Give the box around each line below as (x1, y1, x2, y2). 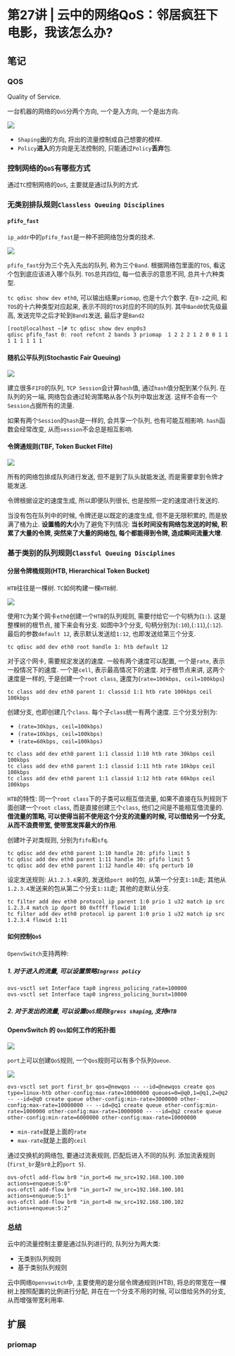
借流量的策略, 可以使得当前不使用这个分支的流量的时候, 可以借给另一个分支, (7, 811, 226, 820)
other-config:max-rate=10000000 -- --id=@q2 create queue (48, 1108, 222, 1115)
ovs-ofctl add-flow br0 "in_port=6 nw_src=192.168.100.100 (7, 1174, 184, 1181)
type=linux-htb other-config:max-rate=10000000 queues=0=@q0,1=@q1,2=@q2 (7, 1089, 229, 1096)
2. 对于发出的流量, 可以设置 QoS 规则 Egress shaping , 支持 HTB (7, 1006, 177, 1015)
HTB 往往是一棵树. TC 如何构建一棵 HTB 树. (7, 583, 118, 592)
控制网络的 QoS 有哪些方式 (7, 163, 91, 173)
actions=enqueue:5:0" (7, 1180, 71, 1187)
